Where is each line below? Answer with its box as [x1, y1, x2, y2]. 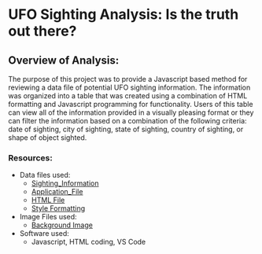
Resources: [8, 152, 53, 163]
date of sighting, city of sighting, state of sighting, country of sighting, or [8, 124, 244, 134]
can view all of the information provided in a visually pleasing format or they [8, 108, 254, 117]
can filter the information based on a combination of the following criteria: [8, 116, 247, 125]
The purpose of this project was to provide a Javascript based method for [8, 75, 248, 83]
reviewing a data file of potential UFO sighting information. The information [8, 83, 251, 92]
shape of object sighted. [8, 133, 87, 142]
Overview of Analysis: [8, 53, 120, 67]
